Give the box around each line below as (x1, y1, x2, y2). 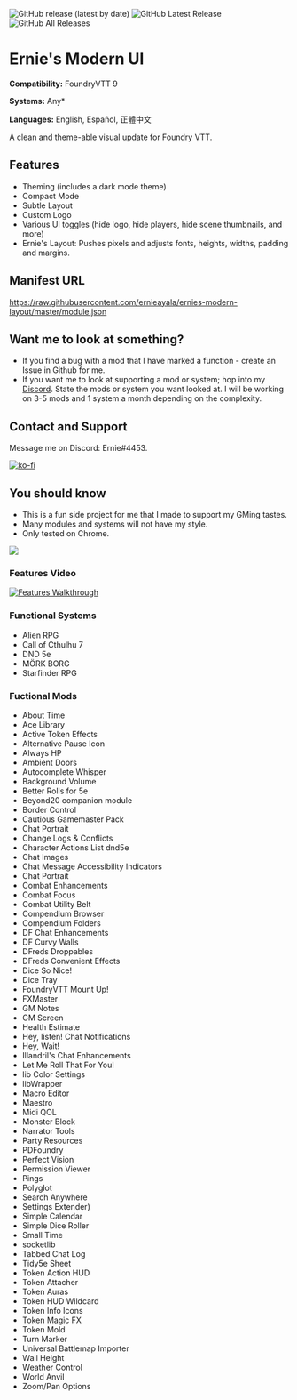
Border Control (21, 804, 77, 815)
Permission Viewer (21, 1163, 91, 1174)
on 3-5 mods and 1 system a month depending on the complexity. (21, 393, 262, 404)
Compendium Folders (21, 917, 102, 929)
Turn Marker (21, 1333, 68, 1344)
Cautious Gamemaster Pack (21, 814, 124, 825)
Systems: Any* (9, 95, 66, 106)
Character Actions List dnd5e (21, 841, 129, 853)
